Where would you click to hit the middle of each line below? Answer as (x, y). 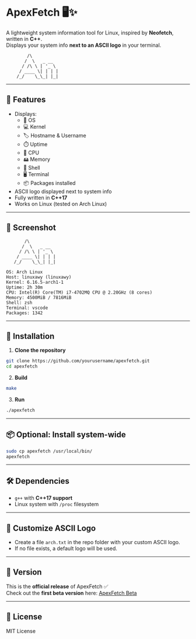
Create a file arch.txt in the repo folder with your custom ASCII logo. (97, 542)
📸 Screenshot (31, 228)
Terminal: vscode (27, 308)
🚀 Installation (30, 336)
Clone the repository (40, 351)
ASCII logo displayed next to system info (63, 191)
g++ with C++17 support (43, 498)
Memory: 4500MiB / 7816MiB (39, 297)
